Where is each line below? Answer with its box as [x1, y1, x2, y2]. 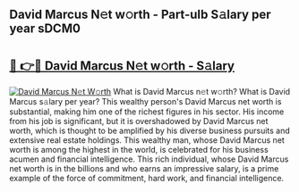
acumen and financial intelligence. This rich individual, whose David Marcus [9, 154, 289, 164]
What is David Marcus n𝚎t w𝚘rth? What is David [113, 87, 291, 96]
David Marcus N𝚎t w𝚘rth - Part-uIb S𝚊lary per [9, 7, 271, 22]
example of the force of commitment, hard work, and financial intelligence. [9, 173, 285, 183]
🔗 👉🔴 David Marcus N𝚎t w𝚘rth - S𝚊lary [9, 58, 235, 73]
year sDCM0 [9, 21, 81, 37]
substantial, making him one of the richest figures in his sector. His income [9, 106, 285, 117]
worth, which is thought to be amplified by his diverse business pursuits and [9, 125, 291, 136]
